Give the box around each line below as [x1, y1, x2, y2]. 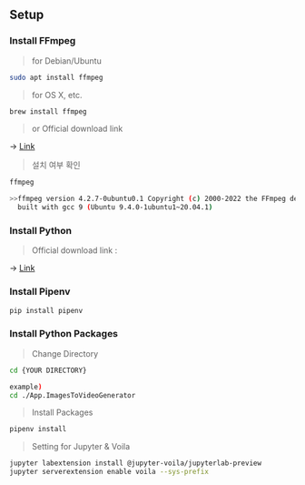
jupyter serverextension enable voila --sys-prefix [9, 468, 209, 477]
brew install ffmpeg [9, 106, 88, 116]
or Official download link [31, 123, 123, 135]
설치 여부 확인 [31, 159, 81, 171]
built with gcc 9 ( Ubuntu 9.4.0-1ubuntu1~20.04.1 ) [17, 203, 213, 212]
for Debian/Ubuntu [31, 55, 102, 66]
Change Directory [31, 348, 99, 359]
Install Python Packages [9, 328, 119, 340]
